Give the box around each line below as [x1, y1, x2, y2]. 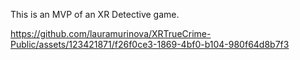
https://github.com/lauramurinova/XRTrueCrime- [10, 28, 212, 39]
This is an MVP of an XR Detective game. [10, 9, 180, 20]
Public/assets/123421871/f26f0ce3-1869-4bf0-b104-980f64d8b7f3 [10, 39, 290, 50]
